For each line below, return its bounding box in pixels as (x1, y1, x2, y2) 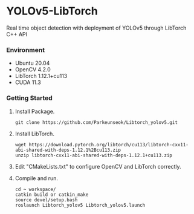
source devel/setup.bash (15, 196, 78, 203)
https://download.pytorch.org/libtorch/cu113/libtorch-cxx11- (28, 141, 189, 148)
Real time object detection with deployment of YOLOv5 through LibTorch (6, 24, 187, 31)
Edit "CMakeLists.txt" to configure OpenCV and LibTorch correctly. (15, 163, 181, 170)
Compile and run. (15, 174, 59, 182)
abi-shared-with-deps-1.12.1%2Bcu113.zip (15, 147, 121, 153)
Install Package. (15, 108, 55, 115)
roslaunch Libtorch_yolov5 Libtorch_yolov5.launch (15, 202, 146, 208)
